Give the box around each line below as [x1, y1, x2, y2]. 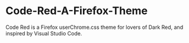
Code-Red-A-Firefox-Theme [5, 4, 148, 18]
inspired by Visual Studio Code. [5, 29, 82, 37]
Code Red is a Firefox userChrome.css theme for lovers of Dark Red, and [5, 24, 184, 31]
